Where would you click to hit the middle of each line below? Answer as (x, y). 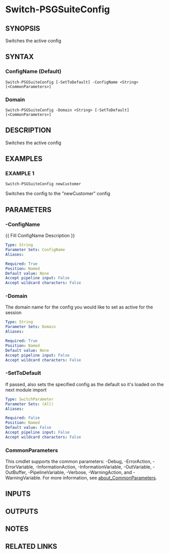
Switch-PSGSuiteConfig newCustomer (43, 184)
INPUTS (18, 494)
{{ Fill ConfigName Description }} (40, 236)
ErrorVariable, (20, 467)
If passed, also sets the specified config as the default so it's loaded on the (84, 384)
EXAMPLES (24, 159)
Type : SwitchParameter (29, 399)
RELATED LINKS (31, 546)
